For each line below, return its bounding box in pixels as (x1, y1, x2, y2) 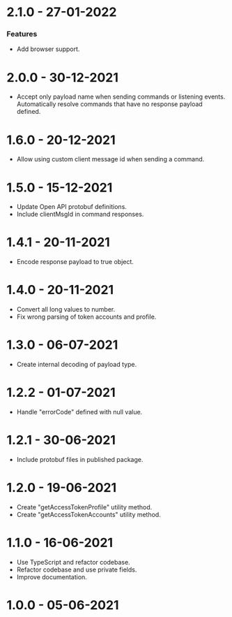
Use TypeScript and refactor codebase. (16, 558, 130, 566)
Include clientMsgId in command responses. (16, 210, 144, 219)
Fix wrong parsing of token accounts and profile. (16, 312, 157, 321)
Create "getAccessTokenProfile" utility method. (16, 502, 153, 511)
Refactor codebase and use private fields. (16, 565, 137, 574)
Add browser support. (16, 45, 80, 53)
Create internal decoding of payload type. (16, 361, 137, 369)
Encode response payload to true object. (16, 258, 134, 266)
